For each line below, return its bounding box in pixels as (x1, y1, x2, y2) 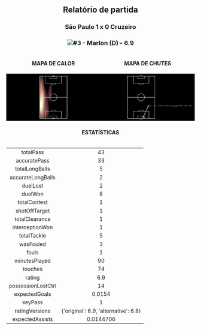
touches (22, 265, 43, 272)
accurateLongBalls (10, 173, 56, 181)
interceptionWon (12, 224, 53, 231)
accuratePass (16, 157, 50, 164)
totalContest (17, 199, 48, 206)
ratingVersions (14, 307, 51, 314)
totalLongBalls (14, 165, 50, 173)
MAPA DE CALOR (32, 60, 75, 67)
